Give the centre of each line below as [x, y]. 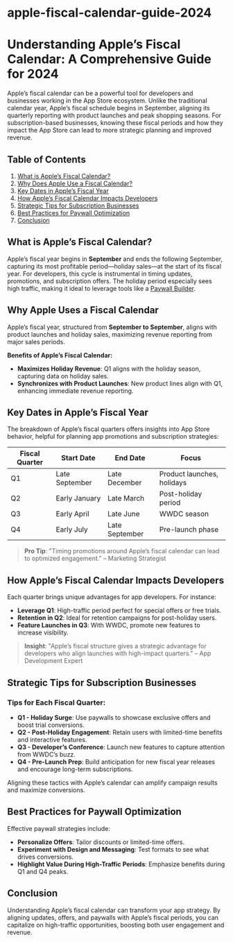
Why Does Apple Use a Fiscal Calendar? [75, 183]
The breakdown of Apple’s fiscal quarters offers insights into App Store [109, 429]
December [124, 482]
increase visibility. [43, 632]
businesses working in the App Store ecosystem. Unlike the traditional [107, 101]
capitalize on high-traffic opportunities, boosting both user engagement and [116, 925]
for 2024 [33, 74]
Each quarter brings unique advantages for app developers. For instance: [112, 597]
